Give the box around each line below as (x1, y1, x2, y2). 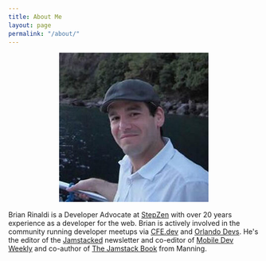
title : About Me (8, 13, 62, 21)
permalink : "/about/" (8, 29, 80, 37)
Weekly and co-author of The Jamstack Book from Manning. (8, 243, 207, 254)
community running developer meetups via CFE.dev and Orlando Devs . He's (8, 227, 259, 236)
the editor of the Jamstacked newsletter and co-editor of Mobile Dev (8, 236, 234, 245)
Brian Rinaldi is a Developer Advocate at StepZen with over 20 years (8, 210, 233, 220)
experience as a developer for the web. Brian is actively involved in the (8, 219, 241, 228)
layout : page (8, 21, 52, 29)
